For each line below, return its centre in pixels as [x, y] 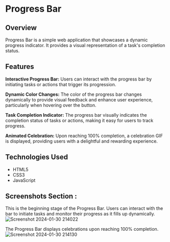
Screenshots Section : [41, 196]
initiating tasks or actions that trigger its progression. [61, 84]
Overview [21, 28]
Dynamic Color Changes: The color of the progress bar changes [74, 94]
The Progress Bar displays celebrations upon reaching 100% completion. [82, 229]
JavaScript [24, 180]
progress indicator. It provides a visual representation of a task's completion [85, 45]
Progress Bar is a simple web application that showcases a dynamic [77, 40]
